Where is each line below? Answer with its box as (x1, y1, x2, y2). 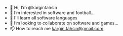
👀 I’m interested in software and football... (9, 10, 95, 16)
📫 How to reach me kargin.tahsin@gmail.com (9, 26, 104, 31)
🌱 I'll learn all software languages (9, 15, 78, 20)
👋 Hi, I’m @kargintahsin (9, 5, 58, 10)
